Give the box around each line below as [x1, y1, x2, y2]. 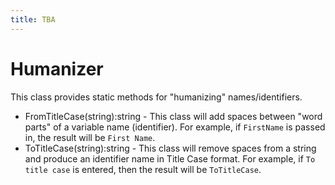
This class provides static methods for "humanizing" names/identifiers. [10, 91, 303, 103]
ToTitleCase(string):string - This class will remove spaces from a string [24, 142, 317, 154]
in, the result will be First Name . [24, 131, 156, 143]
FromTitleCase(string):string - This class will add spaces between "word [24, 110, 323, 122]
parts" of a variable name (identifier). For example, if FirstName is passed [24, 121, 326, 133]
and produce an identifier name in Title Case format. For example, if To [24, 152, 316, 165]
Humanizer [10, 57, 104, 80]
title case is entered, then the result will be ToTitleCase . [24, 163, 262, 175]
